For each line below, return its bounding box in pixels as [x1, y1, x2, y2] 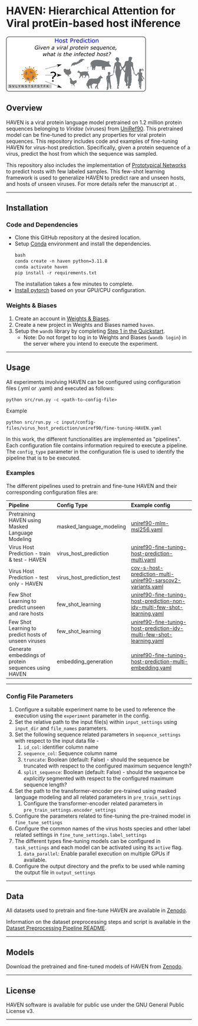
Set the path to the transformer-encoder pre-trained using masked [14, 787, 177, 794]
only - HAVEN [8, 580, 43, 587]
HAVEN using [8, 516, 41, 523]
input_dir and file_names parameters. [14, 725, 108, 732]
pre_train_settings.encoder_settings [23, 807, 117, 813]
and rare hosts [8, 610, 44, 617]
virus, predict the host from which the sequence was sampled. [6, 150, 158, 157]
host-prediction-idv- [130, 624, 184, 632]
